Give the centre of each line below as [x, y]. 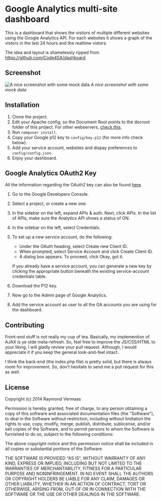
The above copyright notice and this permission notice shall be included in [79, 443]
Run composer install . [34, 132]
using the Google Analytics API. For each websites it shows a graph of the [79, 38]
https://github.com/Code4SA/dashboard [45, 57]
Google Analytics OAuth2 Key [51, 173]
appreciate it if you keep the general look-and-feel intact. [62, 352]
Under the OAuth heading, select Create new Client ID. [73, 247]
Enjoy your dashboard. [34, 158]
